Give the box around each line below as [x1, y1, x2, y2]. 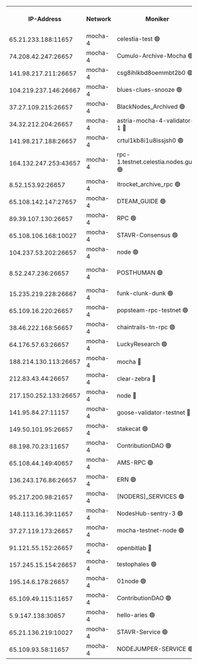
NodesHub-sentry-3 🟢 [117, 509, 184, 517]
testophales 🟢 [117, 560, 157, 568]
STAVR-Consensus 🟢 [117, 231, 179, 239]
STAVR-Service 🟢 [117, 627, 169, 636]
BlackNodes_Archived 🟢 [117, 102, 186, 111]
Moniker [145, 15, 170, 23]
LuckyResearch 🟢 [117, 340, 168, 348]
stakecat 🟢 [117, 424, 148, 432]
